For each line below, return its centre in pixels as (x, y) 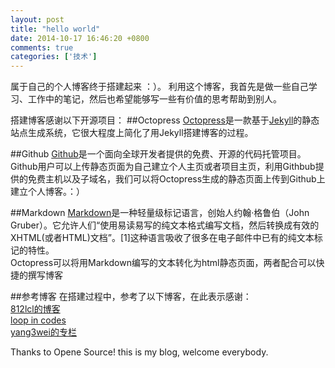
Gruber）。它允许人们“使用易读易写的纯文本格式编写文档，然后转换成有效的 (165, 225)
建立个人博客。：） (47, 192)
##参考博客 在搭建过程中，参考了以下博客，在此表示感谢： (131, 297)
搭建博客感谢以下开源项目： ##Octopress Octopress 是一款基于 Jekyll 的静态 (165, 120)
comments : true (42, 47)
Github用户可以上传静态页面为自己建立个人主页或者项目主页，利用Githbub (163, 167)
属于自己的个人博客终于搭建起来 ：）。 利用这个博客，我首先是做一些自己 (159, 87)
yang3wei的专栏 (43, 332)
